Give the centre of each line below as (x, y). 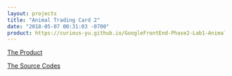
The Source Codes (34, 66)
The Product (25, 53)
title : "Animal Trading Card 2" (54, 20)
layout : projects (32, 13)
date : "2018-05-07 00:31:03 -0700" (58, 26)
